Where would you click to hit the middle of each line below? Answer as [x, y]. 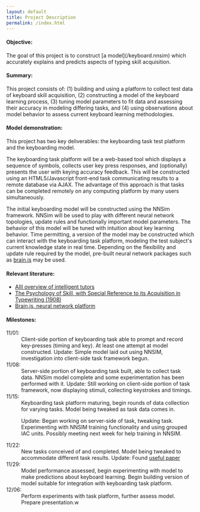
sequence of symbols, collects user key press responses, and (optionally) [97, 165]
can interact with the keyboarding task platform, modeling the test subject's [99, 241]
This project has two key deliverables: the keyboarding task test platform [96, 141]
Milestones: [21, 319]
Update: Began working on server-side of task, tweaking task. [97, 421]
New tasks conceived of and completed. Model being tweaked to [101, 452]
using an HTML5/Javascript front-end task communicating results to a [93, 178]
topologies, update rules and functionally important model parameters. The [99, 222]
